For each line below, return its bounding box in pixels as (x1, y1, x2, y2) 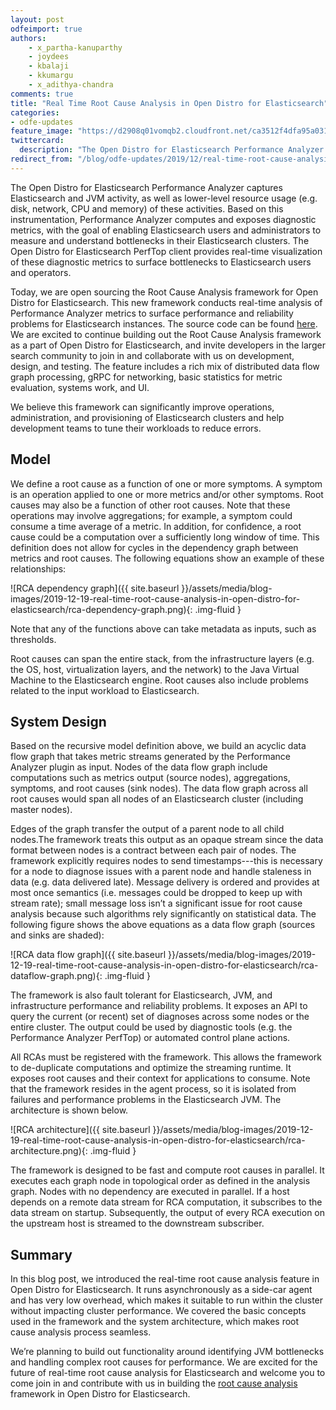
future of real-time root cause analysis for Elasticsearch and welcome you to (10, 1367, 326, 1379)
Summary (10, 1246, 73, 1263)
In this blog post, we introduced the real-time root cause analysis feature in (10, 1273, 320, 1285)
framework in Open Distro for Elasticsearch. (10, 1388, 191, 1400)
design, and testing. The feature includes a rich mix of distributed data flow (10, 360, 320, 372)
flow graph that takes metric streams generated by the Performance (10, 751, 291, 763)
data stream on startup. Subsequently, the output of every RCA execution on (10, 1207, 326, 1219)
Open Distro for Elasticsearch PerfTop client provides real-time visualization (10, 245, 323, 257)
